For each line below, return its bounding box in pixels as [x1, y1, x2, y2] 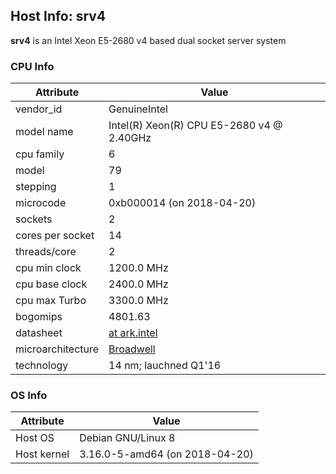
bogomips [15, 310, 63, 324]
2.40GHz [108, 131, 152, 145]
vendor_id [15, 102, 63, 116]
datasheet [15, 326, 63, 340]
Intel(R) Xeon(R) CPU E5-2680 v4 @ [108, 119, 283, 133]
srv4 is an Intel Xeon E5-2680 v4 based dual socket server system [10, 34, 287, 46]
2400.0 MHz [108, 277, 169, 291]
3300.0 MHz [108, 294, 169, 308]
